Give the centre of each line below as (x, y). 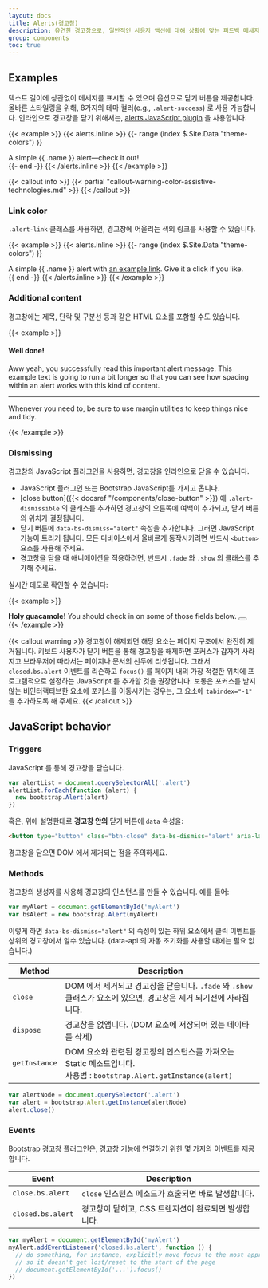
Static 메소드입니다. (100, 1064)
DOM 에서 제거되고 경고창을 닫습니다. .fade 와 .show (159, 986)
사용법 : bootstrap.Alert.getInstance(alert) (149, 1076)
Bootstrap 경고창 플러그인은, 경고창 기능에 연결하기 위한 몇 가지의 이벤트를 (124, 1148)
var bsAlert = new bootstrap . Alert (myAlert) (83, 915)
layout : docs (30, 16)
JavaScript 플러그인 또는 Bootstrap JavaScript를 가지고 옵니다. (120, 488)
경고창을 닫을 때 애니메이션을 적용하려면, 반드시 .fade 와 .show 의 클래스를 (135, 558)
